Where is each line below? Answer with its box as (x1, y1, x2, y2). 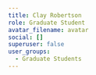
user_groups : (8, 48, 51, 55)
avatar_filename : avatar (8, 26, 89, 34)
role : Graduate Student (8, 19, 86, 27)
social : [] (8, 33, 44, 41)
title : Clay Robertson (8, 11, 82, 20)
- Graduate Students (15, 55, 82, 63)
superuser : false (8, 41, 65, 48)
